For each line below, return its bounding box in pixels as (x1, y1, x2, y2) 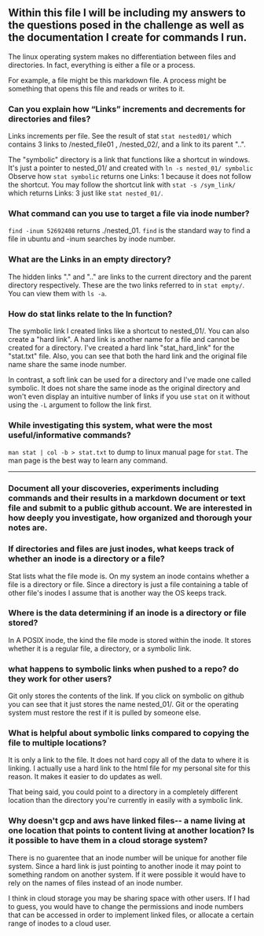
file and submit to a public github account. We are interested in (8, 503, 253, 514)
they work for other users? (8, 673, 112, 684)
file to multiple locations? (8, 737, 108, 748)
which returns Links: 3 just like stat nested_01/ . (8, 188, 163, 198)
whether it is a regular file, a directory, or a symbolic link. (8, 644, 192, 653)
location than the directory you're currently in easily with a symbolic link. (8, 796, 244, 805)
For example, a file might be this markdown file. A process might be (8, 75, 226, 85)
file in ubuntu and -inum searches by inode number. (8, 234, 176, 243)
